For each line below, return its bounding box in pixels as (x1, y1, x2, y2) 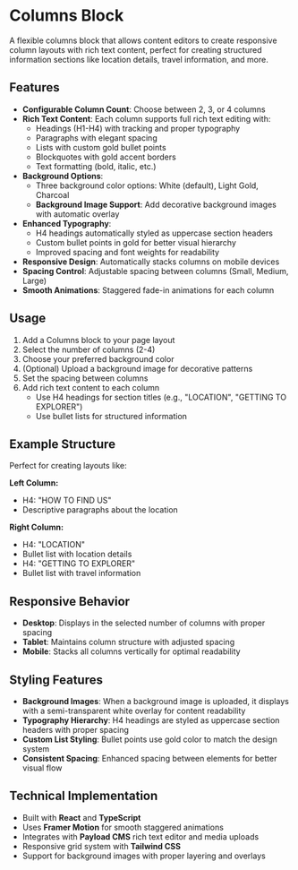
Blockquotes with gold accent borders (35, 151, 176, 162)
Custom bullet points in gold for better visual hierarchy (35, 237, 237, 247)
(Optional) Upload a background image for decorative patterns (21, 363, 253, 374)
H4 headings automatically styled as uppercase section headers (35, 228, 273, 238)
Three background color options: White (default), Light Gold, (35, 180, 260, 191)
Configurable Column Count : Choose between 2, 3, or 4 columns (21, 104, 266, 115)
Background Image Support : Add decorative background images (35, 199, 277, 210)
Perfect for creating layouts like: (9, 461, 127, 471)
